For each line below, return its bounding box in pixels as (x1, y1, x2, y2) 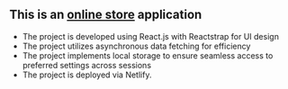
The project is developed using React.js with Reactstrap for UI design (22, 31, 279, 41)
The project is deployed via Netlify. (22, 69, 152, 80)
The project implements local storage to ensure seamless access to (22, 49, 274, 61)
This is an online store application (9, 7, 202, 22)
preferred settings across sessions (22, 59, 151, 70)
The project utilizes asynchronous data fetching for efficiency (22, 40, 251, 51)
